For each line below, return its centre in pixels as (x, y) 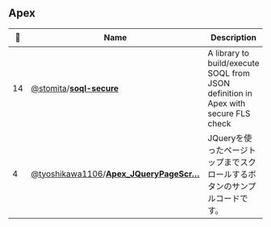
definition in (230, 93)
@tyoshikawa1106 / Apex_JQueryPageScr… (115, 174)
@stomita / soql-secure (75, 88)
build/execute (233, 63)
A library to (229, 53)
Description (233, 38)
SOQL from (229, 73)
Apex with (227, 103)
